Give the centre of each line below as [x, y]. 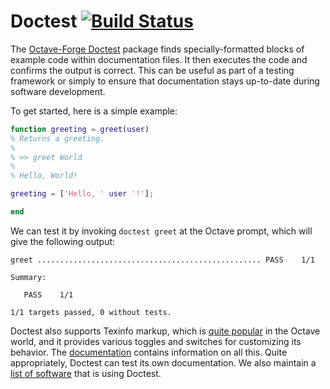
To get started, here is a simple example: [94, 111]
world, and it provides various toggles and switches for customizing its [156, 341]
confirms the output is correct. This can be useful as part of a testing [152, 70]
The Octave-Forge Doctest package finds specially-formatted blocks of [157, 49]
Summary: [28, 277]
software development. [58, 91]
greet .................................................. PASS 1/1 [162, 260]
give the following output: [63, 241]
